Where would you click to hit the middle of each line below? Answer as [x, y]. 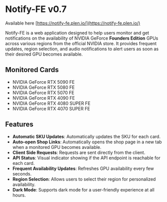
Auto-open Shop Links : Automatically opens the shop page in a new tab [87, 142]
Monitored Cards [32, 70]
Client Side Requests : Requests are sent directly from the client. [79, 152]
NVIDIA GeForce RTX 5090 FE [43, 82]
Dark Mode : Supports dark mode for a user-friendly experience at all [83, 189]
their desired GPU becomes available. [44, 54]
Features [19, 125]
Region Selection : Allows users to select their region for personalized [84, 179]
